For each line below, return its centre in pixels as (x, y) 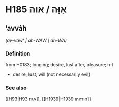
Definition (18, 53)
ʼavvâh (16, 28)
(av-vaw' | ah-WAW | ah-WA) (36, 40)
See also (16, 88)
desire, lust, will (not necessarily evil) (51, 74)
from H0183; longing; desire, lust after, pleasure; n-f (60, 65)
